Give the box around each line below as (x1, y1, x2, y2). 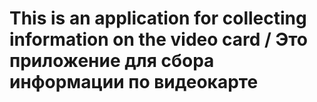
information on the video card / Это (9, 28, 309, 51)
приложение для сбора (9, 50, 215, 72)
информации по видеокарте (9, 71, 259, 94)
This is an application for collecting (9, 7, 307, 30)
